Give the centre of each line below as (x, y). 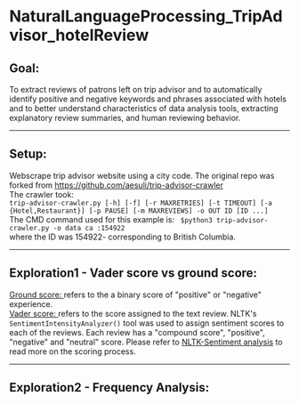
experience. (31, 303)
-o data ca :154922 (89, 228)
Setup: (28, 154)
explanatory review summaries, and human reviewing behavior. (125, 118)
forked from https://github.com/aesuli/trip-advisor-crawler (117, 185)
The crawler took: (41, 194)
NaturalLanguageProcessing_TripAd (146, 16)
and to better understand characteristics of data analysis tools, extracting (144, 108)
